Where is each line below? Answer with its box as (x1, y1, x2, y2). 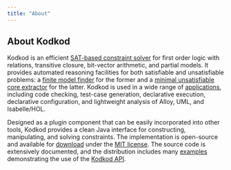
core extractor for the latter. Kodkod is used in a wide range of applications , (7, 83, 222, 92)
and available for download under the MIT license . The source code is (7, 140, 205, 149)
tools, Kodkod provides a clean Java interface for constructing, (7, 125, 186, 134)
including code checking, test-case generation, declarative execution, (7, 90, 205, 98)
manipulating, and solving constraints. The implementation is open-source (7, 133, 219, 141)
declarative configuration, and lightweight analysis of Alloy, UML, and (7, 98, 205, 106)
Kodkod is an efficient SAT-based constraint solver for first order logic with (7, 54, 220, 62)
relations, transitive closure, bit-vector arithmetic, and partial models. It (7, 61, 209, 70)
